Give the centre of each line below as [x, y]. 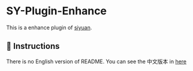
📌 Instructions [33, 46]
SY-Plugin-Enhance [56, 11]
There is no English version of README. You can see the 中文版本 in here [96, 61]
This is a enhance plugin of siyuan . [49, 27]
